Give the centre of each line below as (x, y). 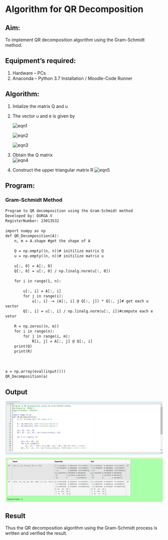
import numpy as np (25, 231)
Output (16, 392)
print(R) (23, 352)
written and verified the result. (36, 533)
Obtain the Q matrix (32, 155)
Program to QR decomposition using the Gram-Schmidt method (69, 211)
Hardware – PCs (29, 73)
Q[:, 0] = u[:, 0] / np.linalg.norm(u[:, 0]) (62, 271)
